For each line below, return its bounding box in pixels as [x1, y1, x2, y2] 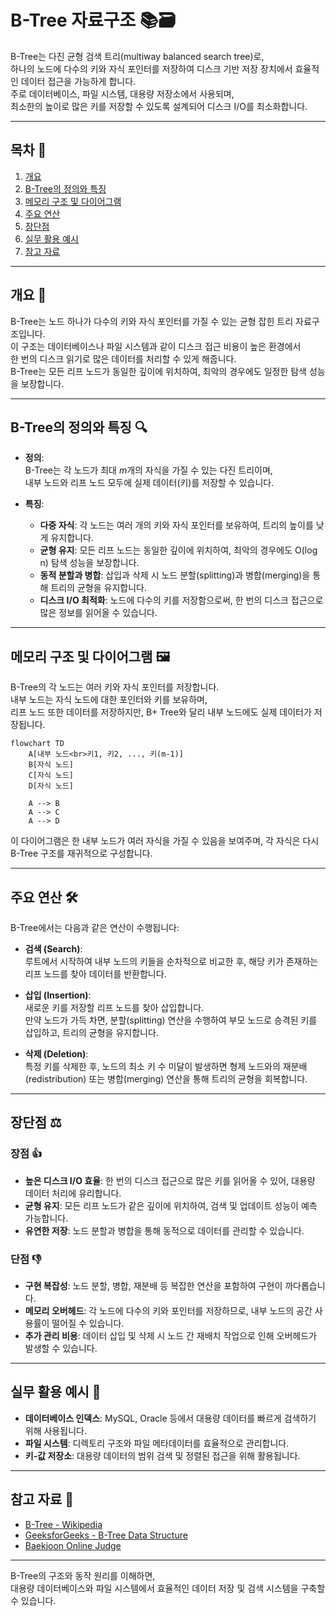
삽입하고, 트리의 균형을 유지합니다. [24, 1027, 159, 1038]
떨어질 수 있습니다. [51, 1317, 125, 1329]
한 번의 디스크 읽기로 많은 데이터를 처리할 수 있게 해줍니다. [10, 352, 237, 365]
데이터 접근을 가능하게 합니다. [20, 75, 137, 87]
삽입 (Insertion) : [24, 989, 92, 1001]
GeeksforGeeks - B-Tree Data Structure [24, 1529, 188, 1541]
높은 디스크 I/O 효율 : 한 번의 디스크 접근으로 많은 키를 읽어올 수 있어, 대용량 [24, 1174, 316, 1186]
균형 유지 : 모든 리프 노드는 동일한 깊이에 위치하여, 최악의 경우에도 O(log [39, 544, 318, 556]
